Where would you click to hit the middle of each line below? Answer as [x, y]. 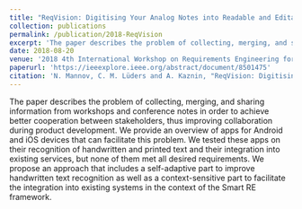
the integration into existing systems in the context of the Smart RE [133, 187]
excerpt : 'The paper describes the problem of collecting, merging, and [148, 43]
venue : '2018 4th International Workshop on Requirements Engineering [144, 59]
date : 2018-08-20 [42, 51]
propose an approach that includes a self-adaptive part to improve [132, 168]
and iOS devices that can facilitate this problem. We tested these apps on [145, 139]
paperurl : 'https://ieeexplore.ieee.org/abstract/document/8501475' [140, 68]
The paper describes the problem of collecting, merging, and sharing [137, 101]
